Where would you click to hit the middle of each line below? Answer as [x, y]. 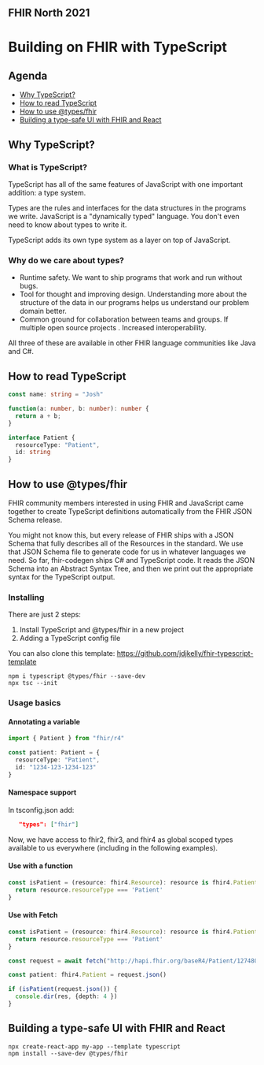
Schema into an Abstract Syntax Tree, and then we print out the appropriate [131, 568]
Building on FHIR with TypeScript [118, 47]
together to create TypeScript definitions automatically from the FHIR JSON [130, 511]
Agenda [28, 75]
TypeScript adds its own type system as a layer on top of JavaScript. [119, 240]
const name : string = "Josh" [56, 395]
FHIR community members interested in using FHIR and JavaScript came [126, 503]
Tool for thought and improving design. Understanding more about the [133, 294]
